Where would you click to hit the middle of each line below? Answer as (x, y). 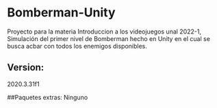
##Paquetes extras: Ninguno (48, 97)
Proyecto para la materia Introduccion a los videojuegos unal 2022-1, (104, 31)
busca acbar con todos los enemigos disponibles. (77, 46)
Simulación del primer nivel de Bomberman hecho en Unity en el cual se (109, 38)
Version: (26, 67)
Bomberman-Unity (61, 13)
